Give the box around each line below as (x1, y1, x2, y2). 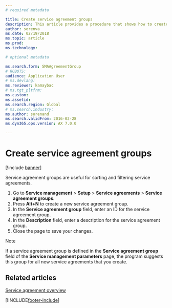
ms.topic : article (5, 36, 45, 41)
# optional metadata (5, 54, 50, 59)
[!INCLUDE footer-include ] (5, 297, 60, 303)
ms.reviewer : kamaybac (5, 83, 54, 88)
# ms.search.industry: (5, 107, 54, 112)
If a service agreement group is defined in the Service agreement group (5, 248, 159, 254)
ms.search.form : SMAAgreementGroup (5, 64, 81, 69)
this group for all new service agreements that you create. (5, 258, 127, 264)
